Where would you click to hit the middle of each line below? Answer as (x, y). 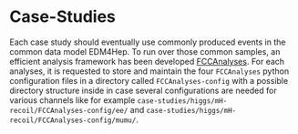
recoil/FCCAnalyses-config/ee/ (69, 110)
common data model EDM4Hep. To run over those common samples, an (145, 51)
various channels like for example (72, 100)
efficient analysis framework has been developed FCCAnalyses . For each (147, 61)
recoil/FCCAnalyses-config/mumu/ (73, 120)
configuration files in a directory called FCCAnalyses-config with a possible (149, 80)
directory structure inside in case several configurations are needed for (143, 90)
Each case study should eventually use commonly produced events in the (148, 42)
